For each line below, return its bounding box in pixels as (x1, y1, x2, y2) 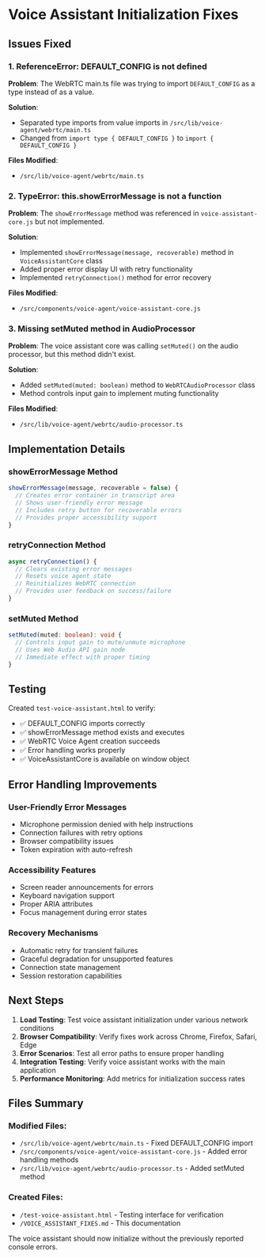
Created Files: (8, 1191, 63, 1203)
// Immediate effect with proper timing (15, 653, 150, 661)
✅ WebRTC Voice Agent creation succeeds (19, 736, 161, 746)
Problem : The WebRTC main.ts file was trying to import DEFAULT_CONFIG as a (8, 78, 256, 88)
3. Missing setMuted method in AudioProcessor (8, 323, 196, 334)
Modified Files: (8, 1120, 67, 1131)
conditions (19, 1023, 55, 1032)
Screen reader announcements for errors (19, 883, 154, 892)
